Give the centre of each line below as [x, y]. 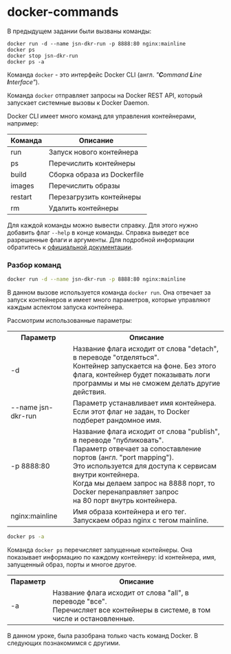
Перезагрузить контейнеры [95, 197]
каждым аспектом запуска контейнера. [66, 307]
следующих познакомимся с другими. [64, 643]
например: [23, 123]
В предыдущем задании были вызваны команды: [79, 31]
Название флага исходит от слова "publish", [146, 432]
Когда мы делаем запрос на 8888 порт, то [144, 484]
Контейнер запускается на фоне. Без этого [144, 366]
